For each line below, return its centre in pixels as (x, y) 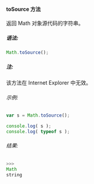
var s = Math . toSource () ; (38, 115)
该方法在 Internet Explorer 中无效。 (49, 83)
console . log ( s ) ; (29, 126)
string (14, 175)
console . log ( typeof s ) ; (38, 131)
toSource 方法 (24, 9)
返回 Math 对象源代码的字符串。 (45, 23)
